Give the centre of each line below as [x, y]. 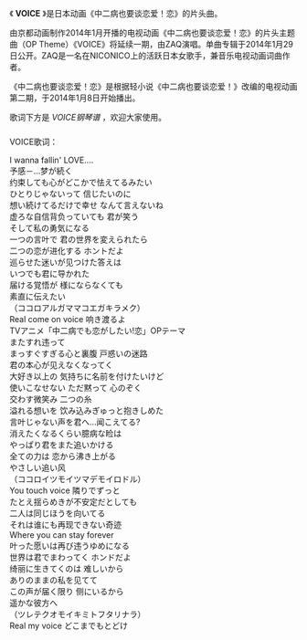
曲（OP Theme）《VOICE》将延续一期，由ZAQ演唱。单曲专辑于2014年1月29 [152, 44]
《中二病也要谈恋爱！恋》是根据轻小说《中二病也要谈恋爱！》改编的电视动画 [153, 86]
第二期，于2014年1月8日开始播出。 [75, 98]
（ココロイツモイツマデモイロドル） [78, 478]
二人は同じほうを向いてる [58, 513]
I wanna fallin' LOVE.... [52, 160]
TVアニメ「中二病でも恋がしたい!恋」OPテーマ [98, 330]
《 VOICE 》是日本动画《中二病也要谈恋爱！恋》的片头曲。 [116, 13]
